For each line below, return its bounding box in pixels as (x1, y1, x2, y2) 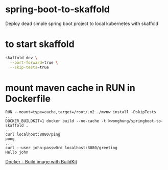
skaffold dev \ (5, 55, 38, 60)
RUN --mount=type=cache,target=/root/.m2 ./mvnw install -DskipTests (5, 110, 157, 115)
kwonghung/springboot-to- (108, 118, 163, 124)
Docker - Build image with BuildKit (5, 159, 78, 165)
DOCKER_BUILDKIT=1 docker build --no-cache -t (5, 118, 106, 124)
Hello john (5, 150, 29, 155)
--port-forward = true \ (10, 60, 58, 65)
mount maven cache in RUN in (5, 82, 135, 93)
